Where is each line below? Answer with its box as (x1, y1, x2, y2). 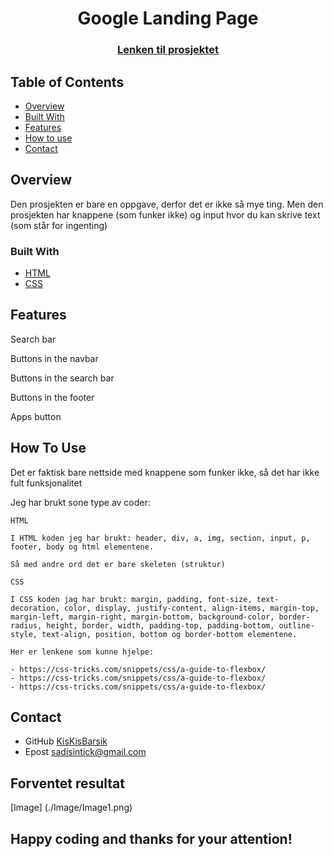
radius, (10, 620, 43, 631)
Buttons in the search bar (10, 372, 115, 384)
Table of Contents (10, 73, 125, 91)
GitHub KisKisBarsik (24, 735, 108, 747)
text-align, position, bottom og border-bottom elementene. (41, 629, 298, 639)
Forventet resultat (10, 775, 125, 792)
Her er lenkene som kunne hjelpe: (10, 647, 155, 657)
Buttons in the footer (10, 391, 95, 403)
